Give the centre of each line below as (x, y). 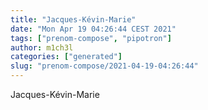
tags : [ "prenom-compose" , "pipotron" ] (91, 38)
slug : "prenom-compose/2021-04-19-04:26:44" (104, 66)
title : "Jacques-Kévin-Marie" (73, 19)
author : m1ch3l (42, 47)
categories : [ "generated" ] (66, 57)
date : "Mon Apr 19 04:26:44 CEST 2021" (93, 29)
